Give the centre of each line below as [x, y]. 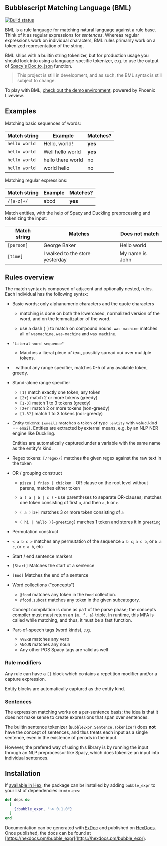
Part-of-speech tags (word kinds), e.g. [52, 630]
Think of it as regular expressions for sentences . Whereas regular [72, 35]
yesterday [55, 259]
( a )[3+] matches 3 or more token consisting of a [72, 512]
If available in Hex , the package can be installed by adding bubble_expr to [80, 785]
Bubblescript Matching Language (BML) [68, 8]
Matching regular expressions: [36, 180]
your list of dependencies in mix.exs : [43, 790]
